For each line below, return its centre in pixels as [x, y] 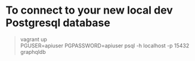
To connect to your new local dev [89, 10]
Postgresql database [58, 23]
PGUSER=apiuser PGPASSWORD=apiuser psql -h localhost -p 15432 [105, 46]
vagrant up [33, 39]
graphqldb [33, 52]
